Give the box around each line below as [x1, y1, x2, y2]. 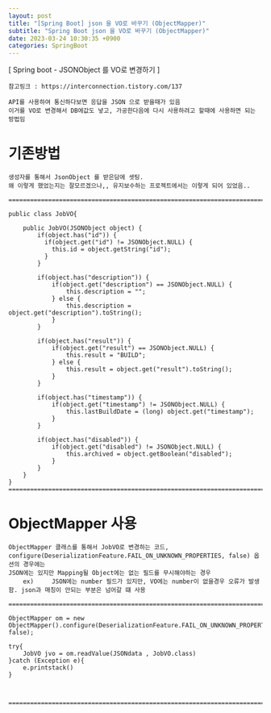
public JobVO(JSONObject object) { [23, 224, 143, 232]
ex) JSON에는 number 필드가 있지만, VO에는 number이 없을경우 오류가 [23, 577, 245, 586]
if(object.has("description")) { [37, 273, 150, 282]
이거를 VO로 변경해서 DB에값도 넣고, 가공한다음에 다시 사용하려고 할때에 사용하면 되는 [8, 106, 256, 115]
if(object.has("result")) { [37, 337, 131, 345]
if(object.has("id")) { [37, 231, 117, 240]
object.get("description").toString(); [8, 309, 143, 317]
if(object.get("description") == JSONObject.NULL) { [51, 281, 232, 289]
